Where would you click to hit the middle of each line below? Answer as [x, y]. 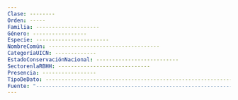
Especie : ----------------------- [58, 40]
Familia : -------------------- [53, 27]
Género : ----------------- [47, 33]
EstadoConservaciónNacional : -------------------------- [93, 60]
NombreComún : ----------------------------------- [84, 46]
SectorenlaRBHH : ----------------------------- [79, 66]
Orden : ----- [27, 20]
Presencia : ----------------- [52, 73]
